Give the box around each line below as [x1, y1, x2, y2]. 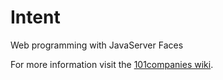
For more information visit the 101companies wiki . [10, 58, 214, 70]
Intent [10, 6, 61, 29]
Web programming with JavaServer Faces [10, 39, 184, 51]
